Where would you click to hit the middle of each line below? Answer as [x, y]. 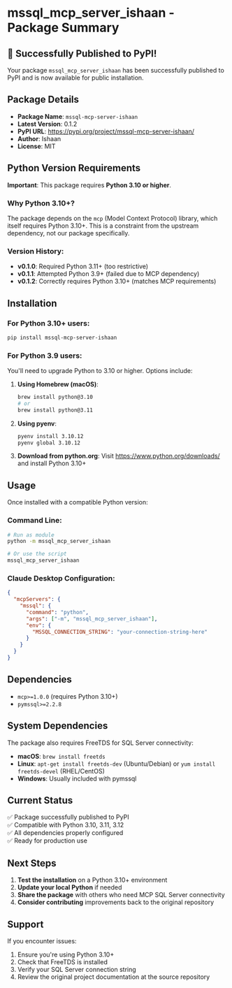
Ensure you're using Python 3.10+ [66, 954]
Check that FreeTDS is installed [63, 962]
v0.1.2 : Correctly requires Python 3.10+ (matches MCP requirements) [117, 282]
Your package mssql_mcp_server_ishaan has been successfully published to [116, 70]
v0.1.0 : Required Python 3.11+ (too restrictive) [83, 266]
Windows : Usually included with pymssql [77, 778]
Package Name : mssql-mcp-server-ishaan [78, 116]
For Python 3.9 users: [45, 356]
